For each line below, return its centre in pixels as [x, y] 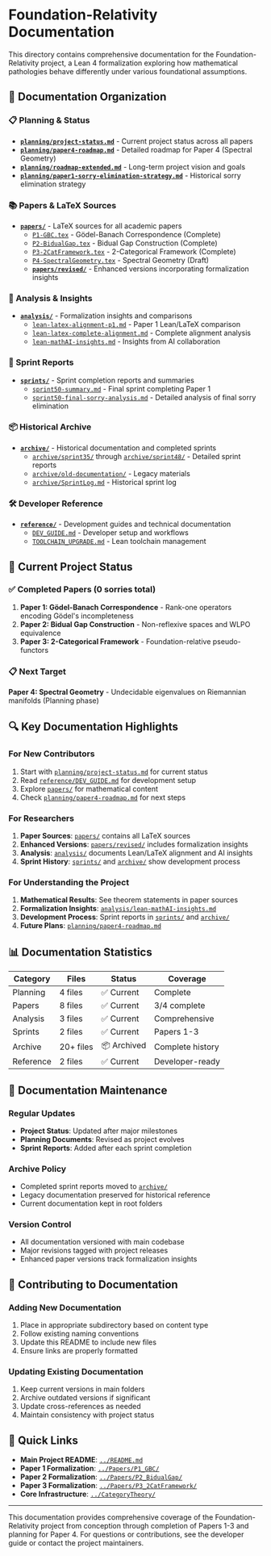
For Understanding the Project [69, 883]
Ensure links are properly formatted [79, 1351]
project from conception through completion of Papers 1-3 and [145, 1526]
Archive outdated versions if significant [85, 1398]
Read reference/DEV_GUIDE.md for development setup [108, 780]
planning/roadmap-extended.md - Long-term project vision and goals [133, 166]
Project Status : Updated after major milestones [99, 1131]
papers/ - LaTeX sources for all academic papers [101, 226]
